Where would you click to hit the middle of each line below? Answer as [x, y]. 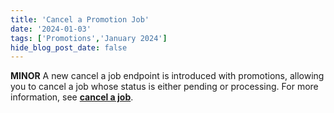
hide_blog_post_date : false [69, 47]
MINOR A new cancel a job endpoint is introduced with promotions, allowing [167, 76]
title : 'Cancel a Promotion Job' [80, 19]
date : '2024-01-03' [51, 29]
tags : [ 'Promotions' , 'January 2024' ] [89, 38]
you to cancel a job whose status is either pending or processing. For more [164, 87]
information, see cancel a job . [72, 97]
